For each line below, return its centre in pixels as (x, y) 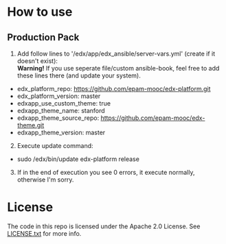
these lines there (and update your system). (79, 75)
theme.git (31, 125)
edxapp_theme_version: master (61, 132)
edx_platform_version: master (59, 96)
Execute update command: (55, 146)
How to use (40, 12)
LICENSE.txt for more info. (44, 233)
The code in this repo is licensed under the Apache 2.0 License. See (104, 226)
